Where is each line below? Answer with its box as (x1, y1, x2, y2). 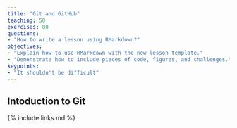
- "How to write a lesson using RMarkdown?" (7, 37, 140, 44)
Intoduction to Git (7, 95, 86, 107)
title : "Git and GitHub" (7, 10, 80, 18)
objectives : (7, 43, 42, 50)
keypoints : (7, 63, 39, 70)
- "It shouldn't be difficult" (7, 69, 99, 76)
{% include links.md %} (7, 114, 76, 122)
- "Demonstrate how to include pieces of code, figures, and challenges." (7, 56, 232, 63)
